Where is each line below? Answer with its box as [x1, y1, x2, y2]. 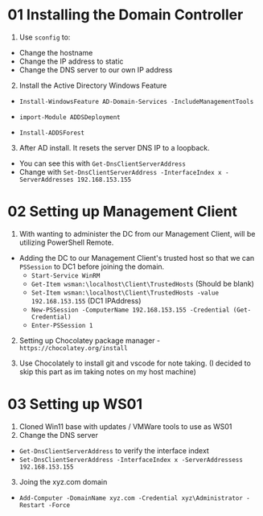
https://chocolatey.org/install [18, 344, 128, 352]
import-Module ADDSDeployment [18, 113, 121, 122]
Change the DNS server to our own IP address [18, 64, 173, 74]
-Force [48, 501, 71, 509]
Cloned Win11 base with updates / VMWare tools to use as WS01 [18, 421, 232, 431]
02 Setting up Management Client [7, 203, 238, 221]
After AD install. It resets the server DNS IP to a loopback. [18, 142, 210, 152]
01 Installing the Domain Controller [7, 6, 244, 24]
